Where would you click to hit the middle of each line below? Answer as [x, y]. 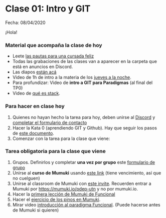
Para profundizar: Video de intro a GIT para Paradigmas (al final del [82, 82]
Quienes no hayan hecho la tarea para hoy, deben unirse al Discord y [84, 117]
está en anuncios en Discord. [43, 67]
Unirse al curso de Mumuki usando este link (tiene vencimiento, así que [87, 172]
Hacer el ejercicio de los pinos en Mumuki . [56, 199]
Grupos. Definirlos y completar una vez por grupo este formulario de [84, 162]
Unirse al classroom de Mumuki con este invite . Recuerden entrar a [82, 183]
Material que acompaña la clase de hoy [54, 45]
